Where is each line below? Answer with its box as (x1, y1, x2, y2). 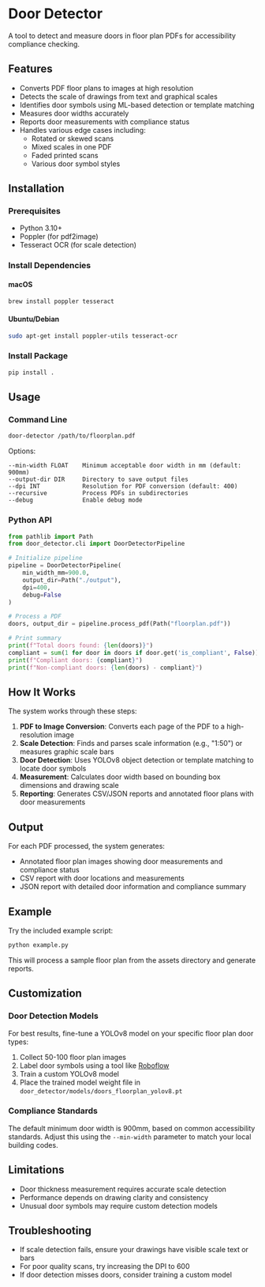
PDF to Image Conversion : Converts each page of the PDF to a (19, 721, 225, 732)
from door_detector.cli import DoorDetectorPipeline (8, 539, 185, 548)
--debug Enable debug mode (8, 496, 144, 505)
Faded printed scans (31, 150, 99, 160)
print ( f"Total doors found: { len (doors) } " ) (8, 642, 154, 649)
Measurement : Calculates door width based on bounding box (19, 772, 221, 782)
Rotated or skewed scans (31, 134, 114, 143)
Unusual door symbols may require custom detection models (19, 1201, 218, 1210)
